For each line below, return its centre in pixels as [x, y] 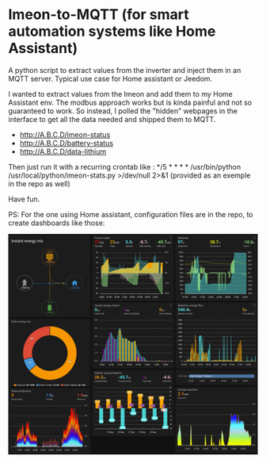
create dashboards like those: [57, 223]
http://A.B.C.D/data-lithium [63, 151]
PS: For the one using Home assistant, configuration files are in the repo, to [131, 214]
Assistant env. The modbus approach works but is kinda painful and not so [130, 102]
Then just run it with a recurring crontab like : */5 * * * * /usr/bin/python [125, 166]
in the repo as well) [40, 183]
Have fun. [24, 199]
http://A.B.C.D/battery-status [66, 143]
